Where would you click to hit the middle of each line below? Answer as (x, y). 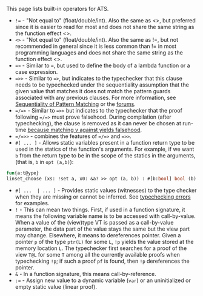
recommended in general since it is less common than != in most (96, 46)
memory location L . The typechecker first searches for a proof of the (101, 248)
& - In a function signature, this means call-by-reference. (85, 274)
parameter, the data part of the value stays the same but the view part (102, 229)
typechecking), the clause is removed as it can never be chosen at (98, 123)
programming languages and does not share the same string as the (99, 53)
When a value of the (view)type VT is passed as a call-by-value (94, 222)
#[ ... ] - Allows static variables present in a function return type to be (105, 143)
